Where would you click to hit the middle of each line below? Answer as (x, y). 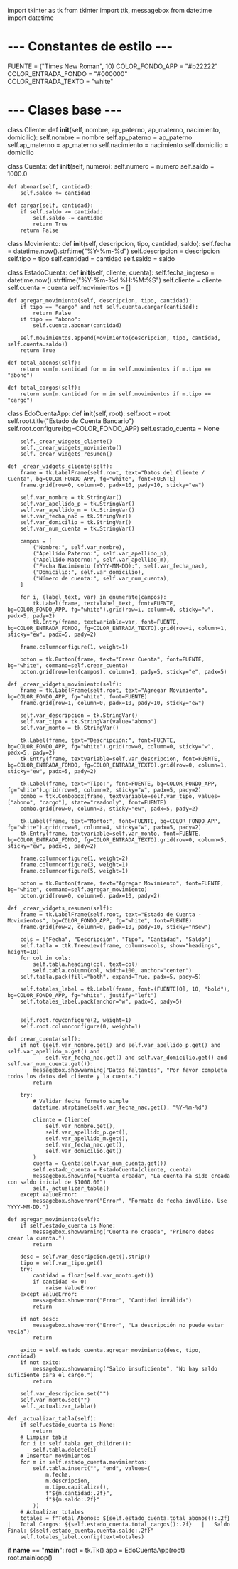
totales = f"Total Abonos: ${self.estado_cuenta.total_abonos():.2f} (125, 1518)
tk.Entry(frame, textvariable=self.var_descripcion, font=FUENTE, (120, 759)
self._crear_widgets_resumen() (66, 454)
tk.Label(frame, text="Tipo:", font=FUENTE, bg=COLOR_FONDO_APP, (119, 784)
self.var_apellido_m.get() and (54, 1051)
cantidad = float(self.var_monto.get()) (93, 1275)
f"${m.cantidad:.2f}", (79, 1493)
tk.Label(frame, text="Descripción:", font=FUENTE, (98, 740)
